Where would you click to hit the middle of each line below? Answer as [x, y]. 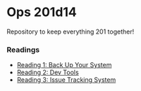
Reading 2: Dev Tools [48, 72]
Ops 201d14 [42, 12]
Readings [23, 50]
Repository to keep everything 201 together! [70, 31]
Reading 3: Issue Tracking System [66, 80]
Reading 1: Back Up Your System [64, 65]
